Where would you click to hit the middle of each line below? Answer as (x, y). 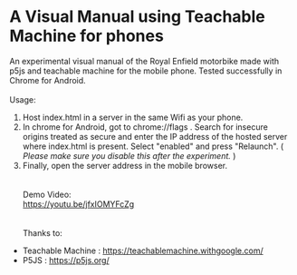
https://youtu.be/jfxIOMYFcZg (78, 204)
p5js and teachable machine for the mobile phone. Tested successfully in (146, 71)
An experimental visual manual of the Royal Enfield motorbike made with (144, 61)
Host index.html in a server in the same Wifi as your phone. (133, 117)
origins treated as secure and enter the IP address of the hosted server (155, 136)
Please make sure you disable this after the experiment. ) (129, 155)
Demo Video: (47, 194)
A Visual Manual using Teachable (137, 17)
